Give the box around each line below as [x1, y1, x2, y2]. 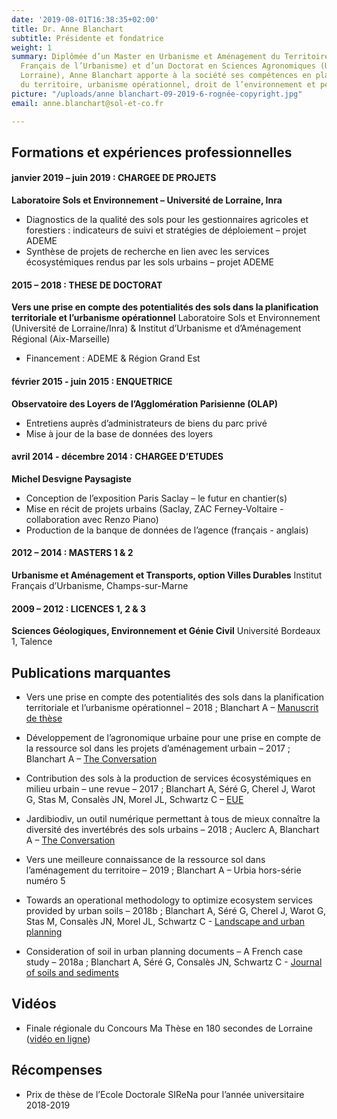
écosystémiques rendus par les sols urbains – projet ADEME [25, 256, 274, 268]
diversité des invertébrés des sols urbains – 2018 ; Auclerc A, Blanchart [25, 823, 320, 835]
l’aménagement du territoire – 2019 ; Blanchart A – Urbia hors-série [25, 864, 302, 876]
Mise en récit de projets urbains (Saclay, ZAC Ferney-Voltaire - [25, 502, 284, 515]
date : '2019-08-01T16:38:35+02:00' [11, 14, 160, 25]
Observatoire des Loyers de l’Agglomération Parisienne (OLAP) [11, 397, 279, 410]
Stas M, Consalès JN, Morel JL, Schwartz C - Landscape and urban [25, 915, 306, 927]
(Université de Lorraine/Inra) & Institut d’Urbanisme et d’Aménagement [11, 322, 302, 335]
